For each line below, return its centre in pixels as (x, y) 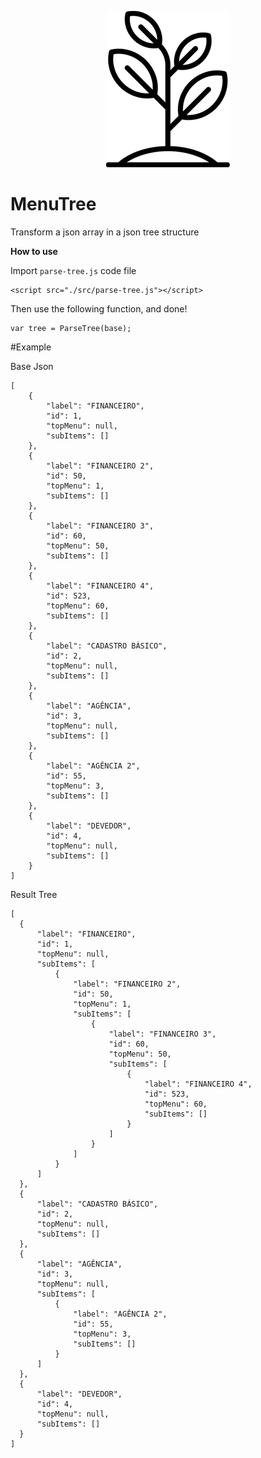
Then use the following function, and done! (99, 308)
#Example (31, 347)
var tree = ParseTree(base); (71, 328)
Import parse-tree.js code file (73, 270)
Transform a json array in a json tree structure (105, 232)
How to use (34, 251)
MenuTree (53, 204)
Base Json (32, 366)
